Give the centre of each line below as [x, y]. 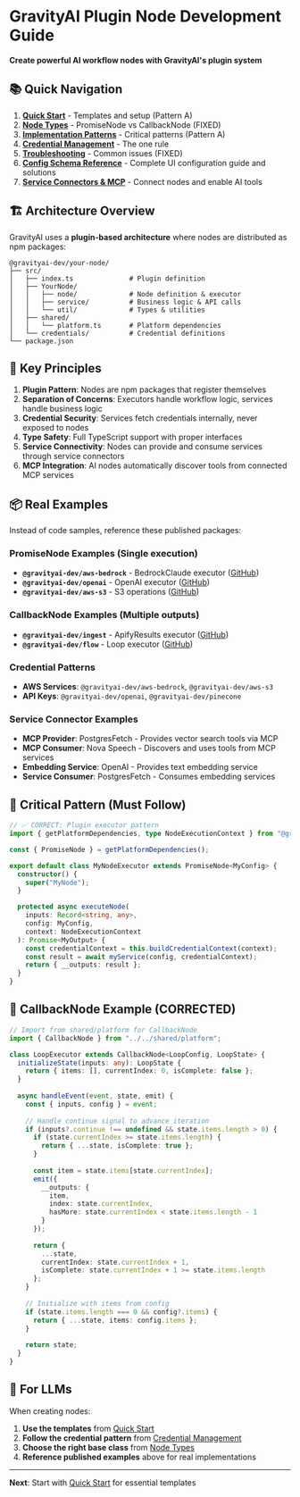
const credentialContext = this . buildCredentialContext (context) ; [151, 949]
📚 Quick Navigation [66, 90]
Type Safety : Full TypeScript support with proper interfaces [132, 437]
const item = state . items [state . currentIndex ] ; [123, 1171]
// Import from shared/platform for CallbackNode [104, 1030]
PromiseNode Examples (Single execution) [104, 554]
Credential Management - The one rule [96, 144]
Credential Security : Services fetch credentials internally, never [140, 418]
